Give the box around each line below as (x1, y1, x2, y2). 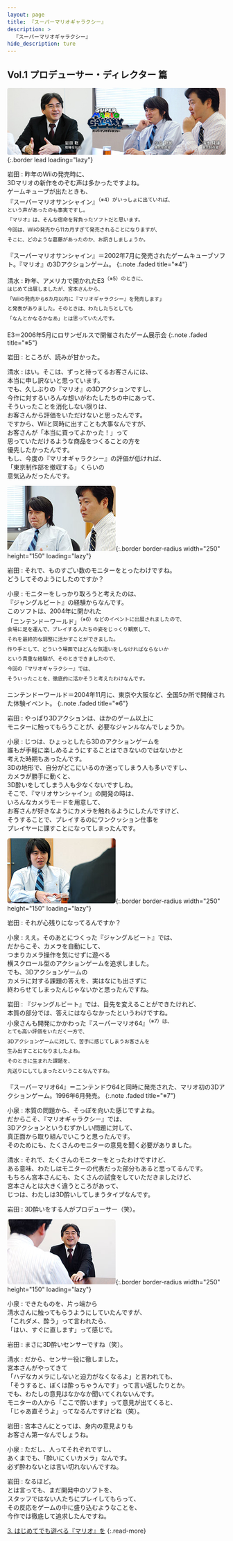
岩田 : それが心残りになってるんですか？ (7, 919, 121, 927)
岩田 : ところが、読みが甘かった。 (7, 352, 104, 361)
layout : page (7, 11, 45, 18)
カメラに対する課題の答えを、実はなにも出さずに (7, 976, 147, 985)
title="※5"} (7, 338, 38, 347)
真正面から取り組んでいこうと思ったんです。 (7, 1133, 134, 1141)
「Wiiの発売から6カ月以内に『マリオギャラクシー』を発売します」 (7, 295, 165, 302)
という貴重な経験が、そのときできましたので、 (7, 655, 119, 662)
